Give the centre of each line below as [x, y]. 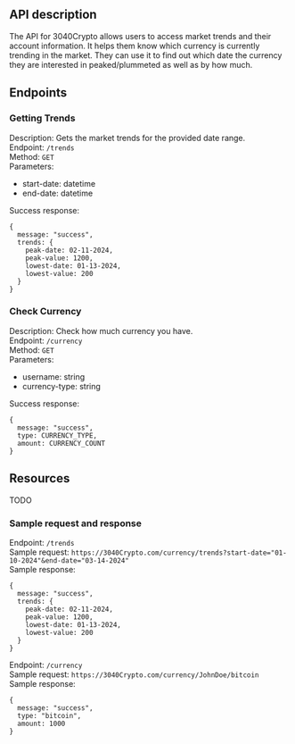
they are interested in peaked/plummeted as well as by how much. [131, 64]
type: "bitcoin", [49, 715]
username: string [53, 376]
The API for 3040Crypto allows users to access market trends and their [140, 36]
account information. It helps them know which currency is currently [135, 46]
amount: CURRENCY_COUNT [61, 443]
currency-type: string [61, 386]
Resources [40, 478]
